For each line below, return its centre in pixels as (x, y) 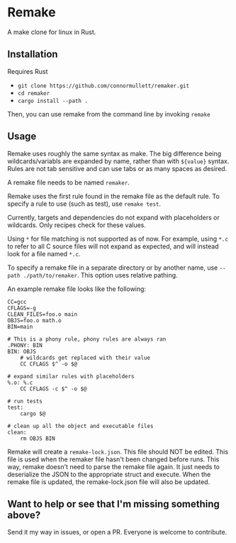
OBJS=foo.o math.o (34, 320)
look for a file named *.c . (44, 253)
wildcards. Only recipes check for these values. (77, 225)
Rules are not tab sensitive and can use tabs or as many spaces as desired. (117, 168)
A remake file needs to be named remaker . (68, 182)
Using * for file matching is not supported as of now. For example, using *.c (118, 238)
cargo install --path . (53, 101)
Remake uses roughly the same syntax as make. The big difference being (114, 153)
